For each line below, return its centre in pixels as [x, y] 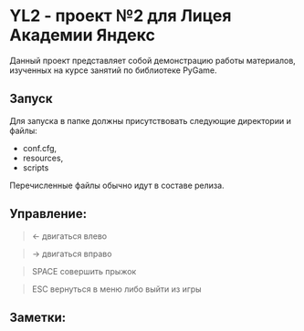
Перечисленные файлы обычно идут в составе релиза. [117, 185]
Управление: [48, 214]
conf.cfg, [40, 148]
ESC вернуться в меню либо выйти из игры [117, 289]
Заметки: [38, 317]
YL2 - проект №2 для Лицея [121, 16]
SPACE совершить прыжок [84, 271]
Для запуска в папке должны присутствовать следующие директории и [151, 120]
